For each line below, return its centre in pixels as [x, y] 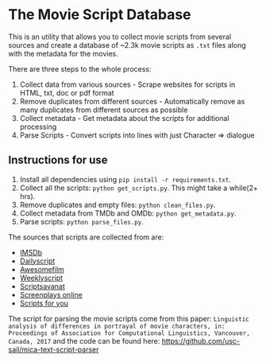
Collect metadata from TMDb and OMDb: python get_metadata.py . [128, 213]
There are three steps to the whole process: [80, 68]
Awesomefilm [42, 269]
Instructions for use [58, 160]
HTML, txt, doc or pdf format [67, 92]
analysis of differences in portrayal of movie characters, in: [117, 326]
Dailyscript [37, 261]
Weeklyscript [41, 278]
